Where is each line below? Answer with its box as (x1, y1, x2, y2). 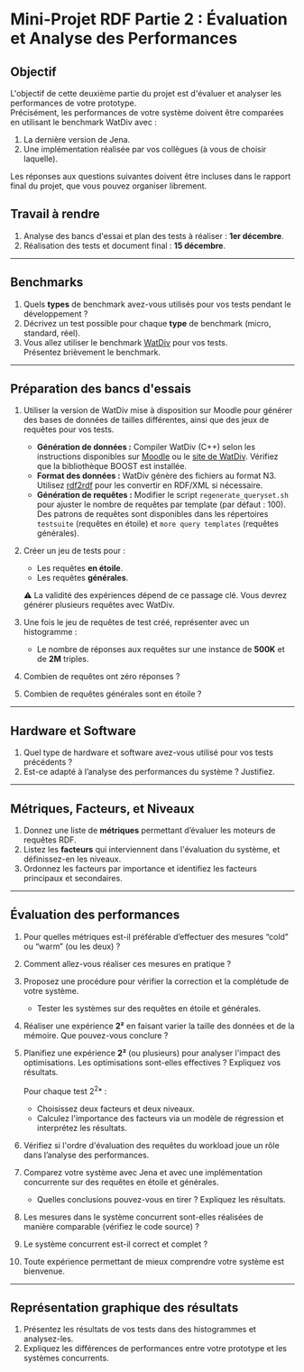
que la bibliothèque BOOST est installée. (36, 461, 188, 472)
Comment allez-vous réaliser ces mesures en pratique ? (23, 958, 232, 969)
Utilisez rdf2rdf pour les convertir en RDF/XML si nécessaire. (36, 480, 263, 491)
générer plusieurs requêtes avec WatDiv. (23, 600, 175, 611)
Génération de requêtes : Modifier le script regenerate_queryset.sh (36, 490, 290, 501)
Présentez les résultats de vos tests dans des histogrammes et (23, 1324, 256, 1335)
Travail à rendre (10, 207, 100, 222)
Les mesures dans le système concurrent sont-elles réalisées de (23, 1211, 264, 1222)
